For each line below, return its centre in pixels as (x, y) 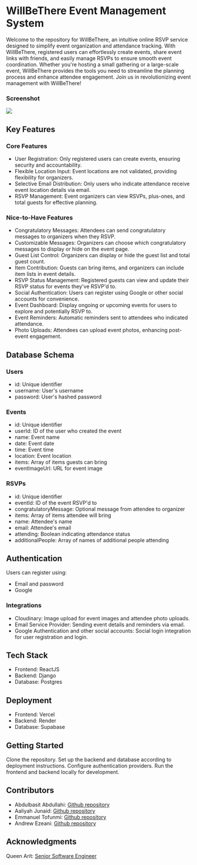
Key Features (31, 129)
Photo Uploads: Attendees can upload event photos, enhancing (91, 330)
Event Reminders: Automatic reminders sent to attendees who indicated (101, 317)
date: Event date (34, 444)
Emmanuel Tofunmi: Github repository (60, 817)
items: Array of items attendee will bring (63, 515)
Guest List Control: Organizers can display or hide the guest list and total (102, 255)
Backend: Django (35, 675)
